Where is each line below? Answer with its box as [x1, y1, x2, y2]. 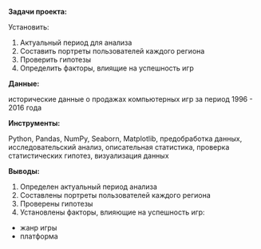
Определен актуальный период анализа [19, 182, 158, 191]
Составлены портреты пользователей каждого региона [19, 191, 212, 199]
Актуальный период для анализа [19, 38, 132, 47]
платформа [19, 231, 58, 241]
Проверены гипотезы [19, 199, 93, 208]
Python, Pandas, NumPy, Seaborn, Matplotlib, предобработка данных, [8, 134, 243, 143]
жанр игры [19, 223, 57, 232]
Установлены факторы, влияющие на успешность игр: [19, 207, 205, 217]
